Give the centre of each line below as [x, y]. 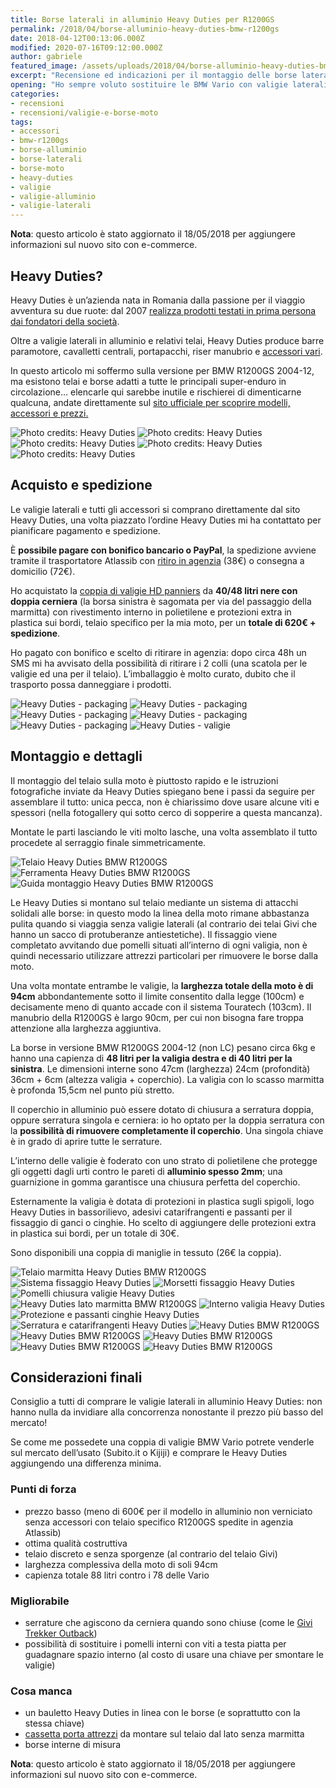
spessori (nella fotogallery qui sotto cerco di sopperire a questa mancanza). [166, 812]
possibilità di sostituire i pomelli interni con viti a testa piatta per [155, 1643]
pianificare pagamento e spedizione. [85, 530]
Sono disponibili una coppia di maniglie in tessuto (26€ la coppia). [146, 1252]
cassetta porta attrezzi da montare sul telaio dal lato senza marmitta [164, 1734]
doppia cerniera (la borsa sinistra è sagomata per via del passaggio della [161, 601]
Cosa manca [41, 1691]
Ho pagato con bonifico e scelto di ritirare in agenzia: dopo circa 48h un [158, 652]
